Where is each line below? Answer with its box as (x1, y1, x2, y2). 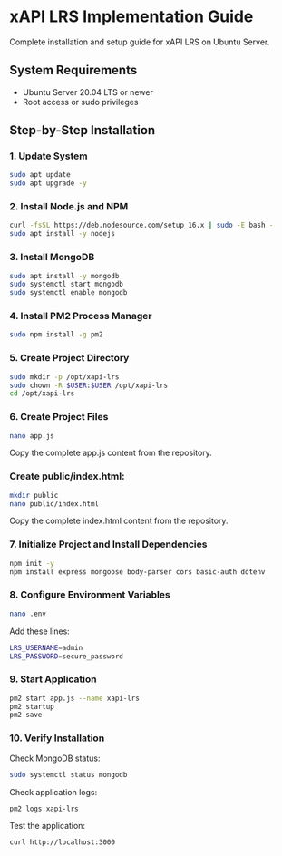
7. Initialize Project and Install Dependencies (9, 538, 208, 550)
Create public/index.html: (9, 470, 125, 482)
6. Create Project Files (9, 411, 109, 423)
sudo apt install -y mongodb (9, 271, 120, 280)
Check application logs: (9, 786, 98, 797)
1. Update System (9, 150, 88, 162)
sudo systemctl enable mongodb (9, 288, 128, 297)
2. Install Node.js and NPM (9, 200, 129, 213)
